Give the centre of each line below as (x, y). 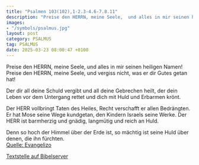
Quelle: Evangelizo (29, 144)
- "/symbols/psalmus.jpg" (38, 28)
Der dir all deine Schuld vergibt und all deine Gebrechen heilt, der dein (92, 90)
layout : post (22, 34)
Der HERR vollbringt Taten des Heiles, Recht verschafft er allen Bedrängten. (98, 108)
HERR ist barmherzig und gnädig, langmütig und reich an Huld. (82, 121)
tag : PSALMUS (22, 45)
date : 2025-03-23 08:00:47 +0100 (47, 50)
